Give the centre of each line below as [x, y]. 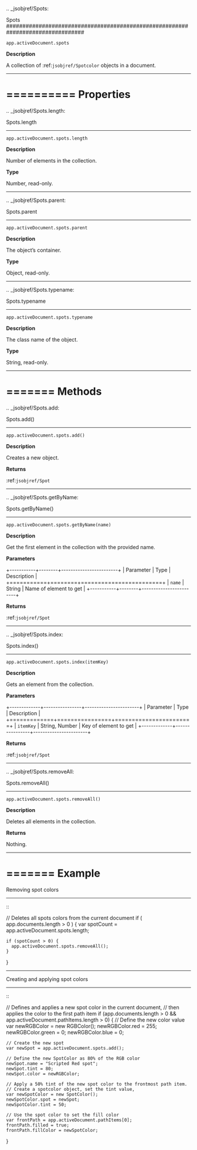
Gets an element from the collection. [50, 684]
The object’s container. [34, 250]
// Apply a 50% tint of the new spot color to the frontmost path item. [97, 1084]
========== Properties [68, 95]
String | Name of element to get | [46, 588]
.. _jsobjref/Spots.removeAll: [40, 772]
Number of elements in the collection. [52, 160]
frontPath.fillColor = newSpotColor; [52, 1130]
